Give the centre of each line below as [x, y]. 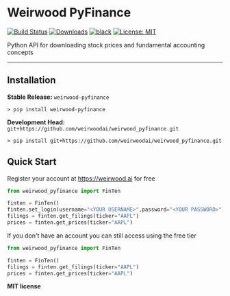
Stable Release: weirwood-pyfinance [58, 97]
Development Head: [36, 122]
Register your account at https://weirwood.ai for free [81, 178]
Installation [31, 80]
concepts [21, 52]
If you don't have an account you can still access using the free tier [102, 236]
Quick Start [32, 162]
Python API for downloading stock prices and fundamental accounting [106, 45]
